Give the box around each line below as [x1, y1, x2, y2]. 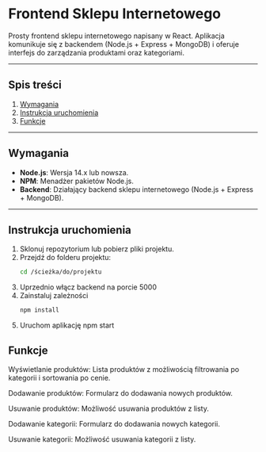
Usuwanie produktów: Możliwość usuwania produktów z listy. [8, 404, 210, 413]
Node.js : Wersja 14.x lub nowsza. [19, 167, 129, 177]
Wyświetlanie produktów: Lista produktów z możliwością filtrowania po [8, 364, 240, 373]
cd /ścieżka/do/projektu [19, 268, 102, 276]
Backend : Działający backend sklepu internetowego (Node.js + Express [19, 184, 253, 194]
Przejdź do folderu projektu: [19, 253, 112, 262]
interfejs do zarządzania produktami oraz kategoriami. [8, 48, 184, 57]
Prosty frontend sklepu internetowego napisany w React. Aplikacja [8, 31, 226, 40]
